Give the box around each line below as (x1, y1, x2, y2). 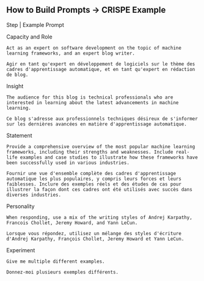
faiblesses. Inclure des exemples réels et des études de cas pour (6, 181, 182, 187)
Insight (6, 82, 24, 89)
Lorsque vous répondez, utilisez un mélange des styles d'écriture (6, 230, 182, 236)
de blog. (6, 72, 29, 78)
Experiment (6, 246, 35, 253)
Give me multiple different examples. (6, 258, 105, 264)
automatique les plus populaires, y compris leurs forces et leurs (6, 176, 182, 182)
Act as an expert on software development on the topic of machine (6, 45, 182, 51)
